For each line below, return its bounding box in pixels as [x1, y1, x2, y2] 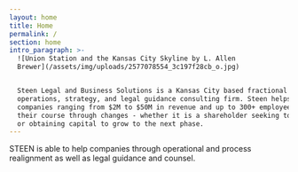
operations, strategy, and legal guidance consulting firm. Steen [17, 94, 268, 103]
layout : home [9, 12, 58, 22]
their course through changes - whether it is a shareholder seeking [17, 111, 279, 120]
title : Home [9, 21, 53, 30]
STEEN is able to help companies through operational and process [9, 144, 252, 154]
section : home [9, 37, 62, 47]
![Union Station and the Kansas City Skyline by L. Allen [17, 54, 237, 63]
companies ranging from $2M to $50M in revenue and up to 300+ [17, 103, 255, 112]
